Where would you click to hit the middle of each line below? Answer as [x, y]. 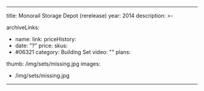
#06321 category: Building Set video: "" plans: [73, 52]
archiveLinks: [23, 27]
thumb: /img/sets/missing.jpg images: [53, 64]
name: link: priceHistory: [46, 39]
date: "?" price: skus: [41, 45]
